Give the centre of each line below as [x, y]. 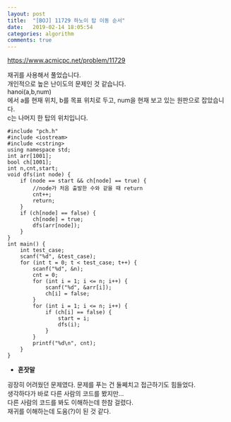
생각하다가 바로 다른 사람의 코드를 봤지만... [66, 394]
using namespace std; [39, 150]
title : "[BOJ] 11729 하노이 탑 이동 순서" [66, 21]
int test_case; [42, 251]
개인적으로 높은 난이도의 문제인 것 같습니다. [67, 84]
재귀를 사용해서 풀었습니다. [44, 75]
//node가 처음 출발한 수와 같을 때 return [88, 188]
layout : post [26, 14]
